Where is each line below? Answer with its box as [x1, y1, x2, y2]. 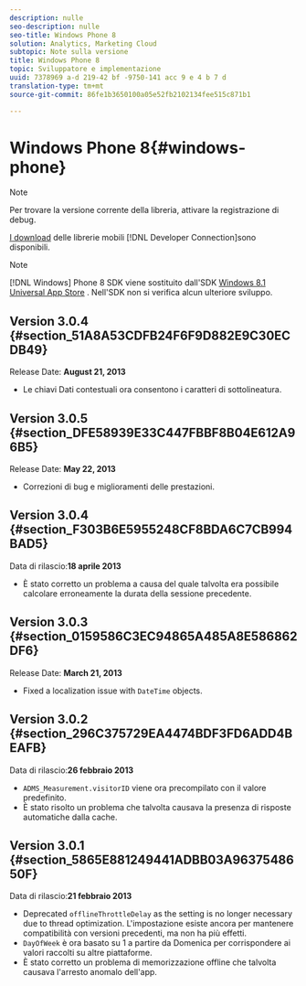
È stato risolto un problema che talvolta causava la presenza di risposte [22, 801, 292, 812]
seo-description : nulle [9, 22, 100, 31]
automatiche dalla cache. [22, 811, 118, 822]
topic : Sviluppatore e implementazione [9, 65, 162, 74]
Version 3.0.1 [9, 838, 85, 853]
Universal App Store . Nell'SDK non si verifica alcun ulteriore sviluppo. [9, 287, 273, 298]
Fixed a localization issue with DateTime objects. [22, 685, 203, 696]
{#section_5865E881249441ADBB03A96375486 [9, 852, 294, 867]
